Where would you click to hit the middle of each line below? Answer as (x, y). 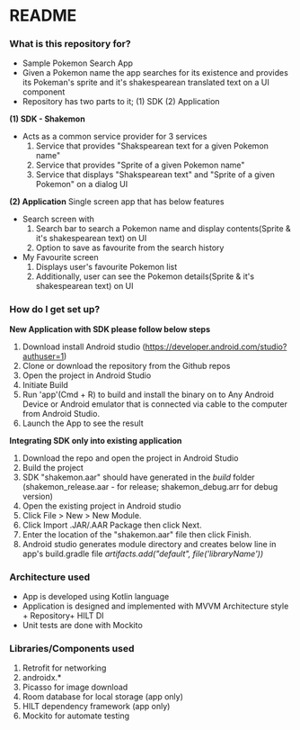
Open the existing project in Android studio (101, 506)
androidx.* (42, 678)
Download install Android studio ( (84, 347)
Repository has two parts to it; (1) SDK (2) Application (121, 102)
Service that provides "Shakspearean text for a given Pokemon (152, 146)
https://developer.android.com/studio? (216, 347)
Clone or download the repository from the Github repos (126, 365)
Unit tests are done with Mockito (83, 626)
